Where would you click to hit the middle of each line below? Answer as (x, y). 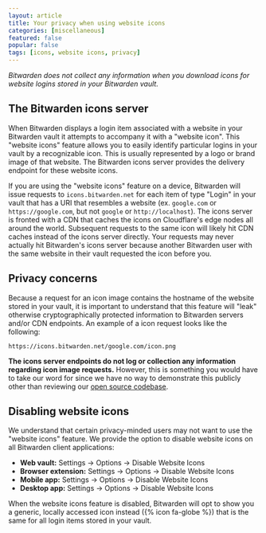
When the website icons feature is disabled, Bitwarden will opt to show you (131, 504)
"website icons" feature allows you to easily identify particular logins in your (133, 145)
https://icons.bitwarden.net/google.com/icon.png (92, 346)
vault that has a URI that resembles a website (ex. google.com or (113, 202)
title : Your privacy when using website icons (87, 23)
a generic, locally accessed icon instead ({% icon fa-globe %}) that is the (129, 512)
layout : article (35, 16)
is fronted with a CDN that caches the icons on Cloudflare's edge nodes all (131, 219)
